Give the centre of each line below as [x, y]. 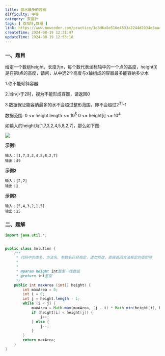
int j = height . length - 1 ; [51, 299]
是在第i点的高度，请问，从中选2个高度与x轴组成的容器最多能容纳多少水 [77, 73]
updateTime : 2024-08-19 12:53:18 [39, 37]
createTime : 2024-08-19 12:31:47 [39, 32]
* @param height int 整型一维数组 [48, 271]
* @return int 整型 [34, 276]
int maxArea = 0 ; [40, 290]
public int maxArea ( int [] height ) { [53, 285]
